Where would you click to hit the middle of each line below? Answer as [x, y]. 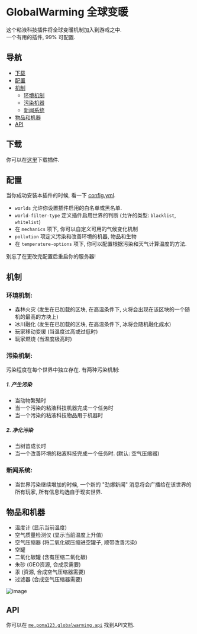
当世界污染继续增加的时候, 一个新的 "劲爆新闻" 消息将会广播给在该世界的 [103, 484]
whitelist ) [28, 222]
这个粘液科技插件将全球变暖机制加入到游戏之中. [64, 30]
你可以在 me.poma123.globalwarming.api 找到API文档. [70, 625]
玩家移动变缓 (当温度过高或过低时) [56, 332]
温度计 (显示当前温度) [41, 527]
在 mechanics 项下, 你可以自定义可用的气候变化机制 [76, 229]
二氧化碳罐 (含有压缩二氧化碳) [51, 557]
